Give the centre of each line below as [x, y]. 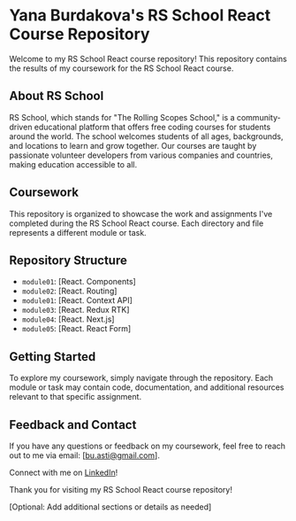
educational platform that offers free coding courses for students [152, 127]
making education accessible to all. [73, 164]
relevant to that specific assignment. [76, 397]
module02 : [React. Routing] [69, 291]
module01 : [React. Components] [79, 282]
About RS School [57, 96]
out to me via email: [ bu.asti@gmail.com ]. [85, 455]
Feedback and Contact [73, 425]
